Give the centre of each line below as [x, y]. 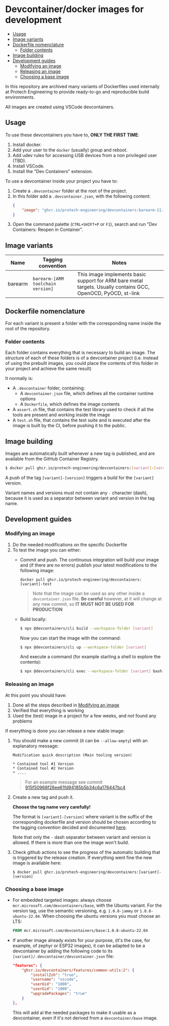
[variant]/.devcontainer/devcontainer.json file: [63, 956]
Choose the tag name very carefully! [52, 807]
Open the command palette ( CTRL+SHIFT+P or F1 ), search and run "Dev [85, 224]
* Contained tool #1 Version [43, 764]
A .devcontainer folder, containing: [49, 388]
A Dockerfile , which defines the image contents [70, 404]
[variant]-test [36, 584]
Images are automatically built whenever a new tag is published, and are [80, 453]
